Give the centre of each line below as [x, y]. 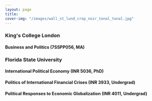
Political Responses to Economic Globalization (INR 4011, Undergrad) [76, 93]
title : [12, 14]
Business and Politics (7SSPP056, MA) [45, 47]
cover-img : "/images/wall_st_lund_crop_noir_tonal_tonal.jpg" [69, 18]
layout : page [18, 9]
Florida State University [34, 60]
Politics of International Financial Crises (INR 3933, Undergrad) [70, 82]
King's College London [32, 35]
